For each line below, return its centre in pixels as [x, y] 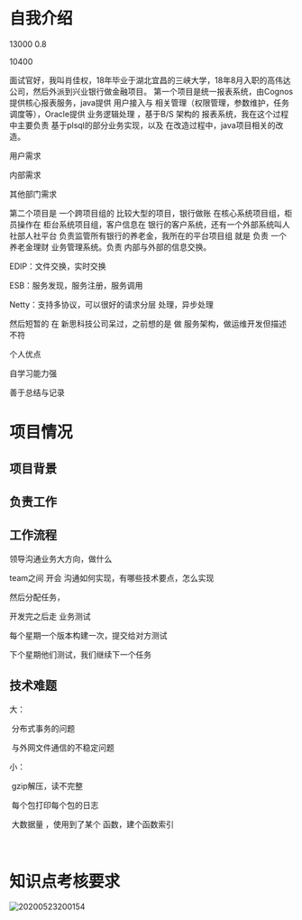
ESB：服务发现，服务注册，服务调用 [76, 285]
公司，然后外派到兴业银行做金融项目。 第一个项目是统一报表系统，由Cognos [151, 91]
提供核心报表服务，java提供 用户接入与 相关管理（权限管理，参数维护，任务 [150, 102]
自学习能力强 [33, 373]
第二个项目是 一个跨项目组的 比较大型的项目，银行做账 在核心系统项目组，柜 [151, 213]
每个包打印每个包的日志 [55, 805]
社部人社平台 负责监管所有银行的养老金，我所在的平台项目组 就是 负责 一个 [148, 235]
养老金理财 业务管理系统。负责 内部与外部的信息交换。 [110, 247]
